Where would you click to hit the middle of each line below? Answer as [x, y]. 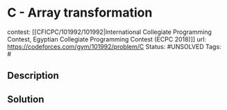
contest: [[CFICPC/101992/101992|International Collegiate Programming [109, 32]
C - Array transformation [80, 13]
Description [33, 76]
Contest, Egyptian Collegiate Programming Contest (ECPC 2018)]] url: [107, 39]
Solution [26, 99]
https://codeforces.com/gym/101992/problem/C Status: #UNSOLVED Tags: [114, 46]
